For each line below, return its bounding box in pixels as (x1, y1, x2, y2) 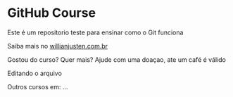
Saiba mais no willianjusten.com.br (7, 41, 108, 50)
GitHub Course (7, 5, 96, 21)
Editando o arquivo (7, 69, 62, 77)
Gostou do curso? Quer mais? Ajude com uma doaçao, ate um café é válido (7, 55, 227, 64)
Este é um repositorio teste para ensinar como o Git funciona (7, 28, 184, 37)
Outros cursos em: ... (7, 82, 68, 91)
